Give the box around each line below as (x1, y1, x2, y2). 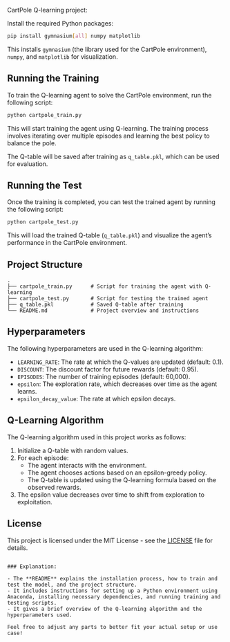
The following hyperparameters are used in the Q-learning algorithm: (7, 344, 204, 352)
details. (7, 543, 28, 552)
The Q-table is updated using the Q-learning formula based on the (27, 475, 216, 484)
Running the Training (7, 73, 99, 84)
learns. (17, 387, 37, 395)
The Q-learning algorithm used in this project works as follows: (7, 432, 186, 441)
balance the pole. (7, 138, 57, 147)
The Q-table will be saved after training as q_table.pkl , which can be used (7, 152, 220, 160)
